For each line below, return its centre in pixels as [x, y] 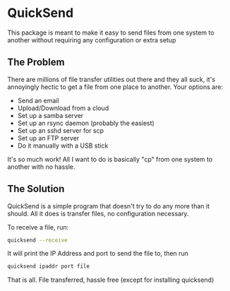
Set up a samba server [50, 115]
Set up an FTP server [48, 138]
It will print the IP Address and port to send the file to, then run [98, 254]
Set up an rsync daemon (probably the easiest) [86, 123]
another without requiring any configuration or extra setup [92, 40]
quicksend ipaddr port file [49, 266]
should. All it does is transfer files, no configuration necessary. [98, 213]
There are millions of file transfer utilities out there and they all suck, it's [111, 79]
